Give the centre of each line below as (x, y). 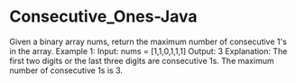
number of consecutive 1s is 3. (66, 70)
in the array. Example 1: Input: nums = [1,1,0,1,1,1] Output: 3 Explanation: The (148, 51)
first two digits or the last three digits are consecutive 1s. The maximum (142, 60)
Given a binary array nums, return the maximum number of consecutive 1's (148, 41)
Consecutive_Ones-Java (103, 17)
